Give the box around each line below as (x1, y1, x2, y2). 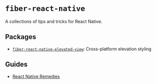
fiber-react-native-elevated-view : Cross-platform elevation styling (12, 46, 152, 52)
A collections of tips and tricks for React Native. (5, 18, 103, 24)
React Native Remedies (12, 73, 60, 79)
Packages (5, 33, 36, 41)
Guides (5, 60, 28, 69)
